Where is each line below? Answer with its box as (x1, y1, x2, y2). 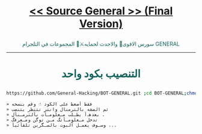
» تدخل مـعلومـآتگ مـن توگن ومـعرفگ (6, 117, 98, 123)
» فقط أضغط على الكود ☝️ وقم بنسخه (6, 101, 93, 108)
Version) (79, 17, 123, 31)
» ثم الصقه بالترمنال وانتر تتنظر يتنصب (6, 106, 109, 112)
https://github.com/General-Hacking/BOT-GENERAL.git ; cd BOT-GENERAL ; (6, 90, 187, 97)
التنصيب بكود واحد (61, 67, 141, 81)
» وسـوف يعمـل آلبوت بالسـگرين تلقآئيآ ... (6, 122, 117, 129)
